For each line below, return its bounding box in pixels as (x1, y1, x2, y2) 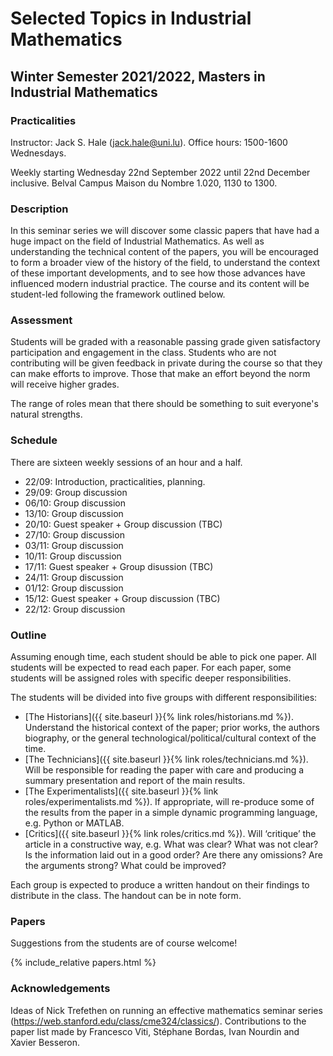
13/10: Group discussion (24, 507, 124, 519)
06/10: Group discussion (24, 497, 126, 509)
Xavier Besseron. (10, 1036, 81, 1048)
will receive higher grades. (10, 378, 120, 391)
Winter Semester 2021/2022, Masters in (10, 68, 266, 85)
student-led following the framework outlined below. (10, 288, 226, 301)
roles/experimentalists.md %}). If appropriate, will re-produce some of (24, 796, 315, 808)
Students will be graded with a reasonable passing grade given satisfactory (10, 336, 321, 348)
